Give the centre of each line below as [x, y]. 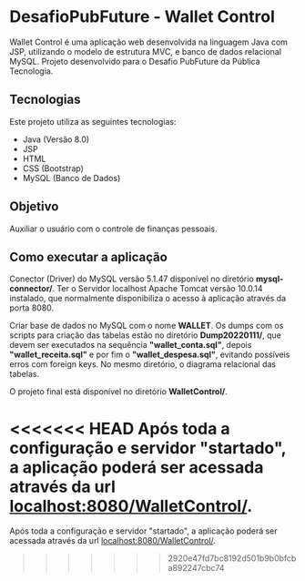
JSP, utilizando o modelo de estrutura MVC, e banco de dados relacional [146, 51]
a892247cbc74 [196, 568]
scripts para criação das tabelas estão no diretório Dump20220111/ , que [146, 335]
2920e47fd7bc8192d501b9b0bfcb [232, 558]
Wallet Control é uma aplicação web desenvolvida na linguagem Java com [149, 42]
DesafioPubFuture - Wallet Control [142, 17]
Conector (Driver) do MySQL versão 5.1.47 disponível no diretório [132, 279]
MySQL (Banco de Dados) [71, 178]
